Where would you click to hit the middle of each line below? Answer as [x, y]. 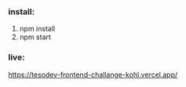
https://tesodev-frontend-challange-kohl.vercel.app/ [93, 74]
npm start [35, 37]
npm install [37, 29]
